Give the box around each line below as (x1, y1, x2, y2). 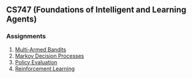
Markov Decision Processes (14, 52, 84, 59)
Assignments (6, 32, 46, 41)
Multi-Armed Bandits (14, 46, 67, 53)
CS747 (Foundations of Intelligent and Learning (6, 5, 187, 15)
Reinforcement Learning (14, 65, 75, 72)
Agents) (6, 14, 37, 25)
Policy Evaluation (14, 58, 58, 65)
